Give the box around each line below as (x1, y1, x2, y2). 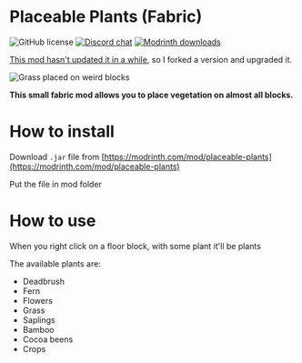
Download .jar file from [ (9, 151, 105, 162)
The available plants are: (9, 257, 102, 269)
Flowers (22, 295, 53, 306)
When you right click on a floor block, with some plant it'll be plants (9, 240, 262, 251)
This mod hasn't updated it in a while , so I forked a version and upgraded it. (9, 54, 293, 65)
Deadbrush (22, 276, 65, 287)
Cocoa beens (22, 334, 74, 345)
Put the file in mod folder (9, 178, 103, 189)
